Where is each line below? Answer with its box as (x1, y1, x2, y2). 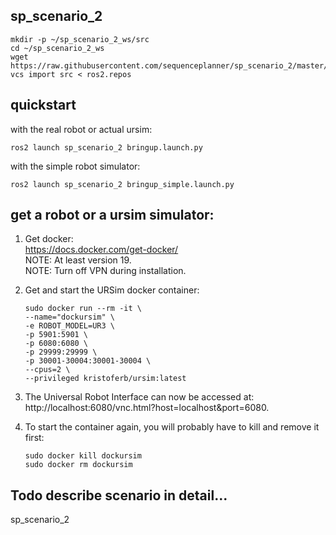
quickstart (10, 97, 77, 114)
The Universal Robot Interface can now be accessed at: (24, 391, 255, 403)
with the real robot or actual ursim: (10, 123, 153, 135)
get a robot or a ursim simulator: (10, 207, 215, 224)
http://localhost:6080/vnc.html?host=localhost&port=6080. (24, 402, 270, 414)
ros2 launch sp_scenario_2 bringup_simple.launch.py (10, 179, 235, 189)
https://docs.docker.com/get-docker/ (24, 244, 179, 256)
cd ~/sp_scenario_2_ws (10, 43, 105, 53)
